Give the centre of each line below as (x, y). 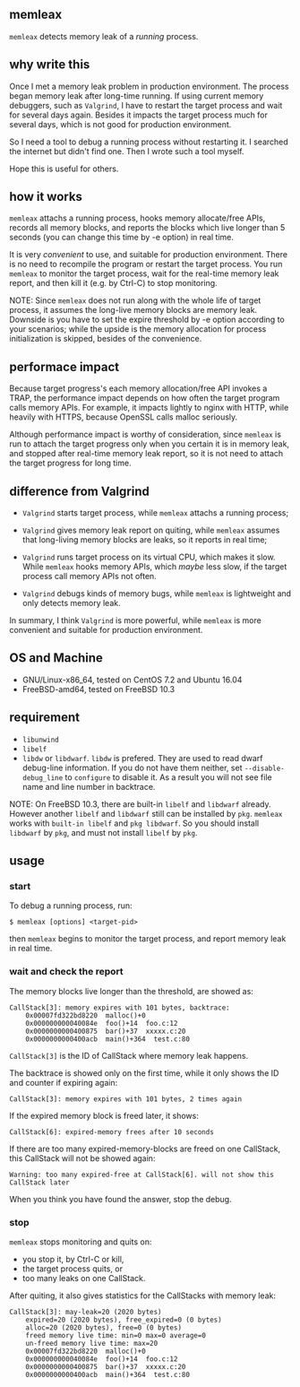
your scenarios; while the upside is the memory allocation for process (138, 329)
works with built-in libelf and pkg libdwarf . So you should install (134, 823)
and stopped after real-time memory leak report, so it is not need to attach (146, 454)
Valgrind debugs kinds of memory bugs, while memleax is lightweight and (157, 594)
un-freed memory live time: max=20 (92, 1343)
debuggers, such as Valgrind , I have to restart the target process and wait (146, 105)
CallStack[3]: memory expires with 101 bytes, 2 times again (126, 1099)
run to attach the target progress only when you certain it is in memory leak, (149, 444)
